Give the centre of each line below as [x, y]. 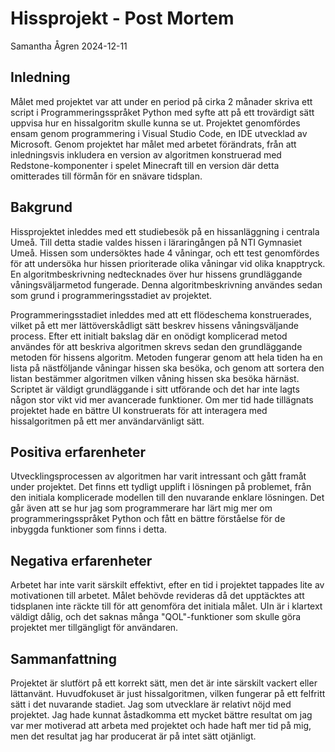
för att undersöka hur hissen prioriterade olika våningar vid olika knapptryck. [168, 263]
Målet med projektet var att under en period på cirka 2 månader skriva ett [161, 101]
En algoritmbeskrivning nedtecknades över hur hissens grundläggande [156, 274]
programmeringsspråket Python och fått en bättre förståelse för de [148, 519]
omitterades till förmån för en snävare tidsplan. [106, 176]
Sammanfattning [63, 658]
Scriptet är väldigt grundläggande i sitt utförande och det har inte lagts [155, 389]
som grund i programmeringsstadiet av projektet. [111, 295]
